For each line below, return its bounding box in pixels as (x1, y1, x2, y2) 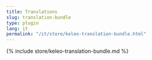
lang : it (6, 25, 28, 32)
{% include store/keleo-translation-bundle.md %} (6, 47, 129, 55)
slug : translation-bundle (6, 14, 71, 20)
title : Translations (6, 8, 58, 15)
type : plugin (6, 20, 39, 26)
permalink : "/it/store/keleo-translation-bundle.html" (6, 31, 147, 37)
